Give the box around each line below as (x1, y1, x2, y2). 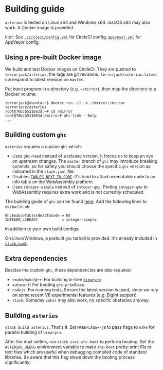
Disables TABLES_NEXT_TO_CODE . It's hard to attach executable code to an (12, 173, 156, 179)
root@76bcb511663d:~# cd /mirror (5, 109, 73, 114)
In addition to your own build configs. (5, 226, 80, 232)
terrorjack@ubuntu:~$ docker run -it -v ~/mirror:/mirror (5, 101, 125, 105)
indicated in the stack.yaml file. (12, 168, 75, 174)
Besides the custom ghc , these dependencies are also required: (5, 267, 132, 273)
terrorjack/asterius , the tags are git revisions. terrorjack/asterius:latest (5, 71, 158, 77)
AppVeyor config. (5, 39, 40, 45)
